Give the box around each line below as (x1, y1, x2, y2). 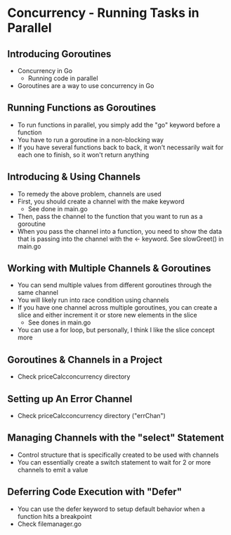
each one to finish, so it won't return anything (17, 150, 150, 159)
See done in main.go (27, 204, 88, 213)
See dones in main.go (27, 318, 91, 327)
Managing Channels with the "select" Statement (7, 432, 225, 444)
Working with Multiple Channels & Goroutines (7, 263, 211, 275)
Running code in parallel (27, 74, 98, 82)
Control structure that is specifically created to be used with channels (17, 451, 219, 459)
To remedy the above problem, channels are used (17, 189, 161, 198)
